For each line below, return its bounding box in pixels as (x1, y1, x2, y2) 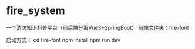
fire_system (6, 4, 66, 17)
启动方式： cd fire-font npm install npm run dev (6, 36, 121, 43)
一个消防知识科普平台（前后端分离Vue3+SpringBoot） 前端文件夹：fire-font (6, 24, 189, 31)
